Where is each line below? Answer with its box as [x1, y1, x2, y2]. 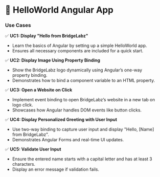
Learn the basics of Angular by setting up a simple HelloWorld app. [12, 43, 147, 48]
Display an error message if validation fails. [12, 166, 99, 173]
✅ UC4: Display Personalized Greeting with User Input [5, 117, 117, 123]
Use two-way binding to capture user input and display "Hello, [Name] [12, 127, 154, 133]
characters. [12, 161, 36, 167]
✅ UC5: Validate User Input [5, 146, 61, 152]
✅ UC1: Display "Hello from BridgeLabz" [5, 33, 89, 39]
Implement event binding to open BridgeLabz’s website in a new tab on [12, 97, 155, 103]
